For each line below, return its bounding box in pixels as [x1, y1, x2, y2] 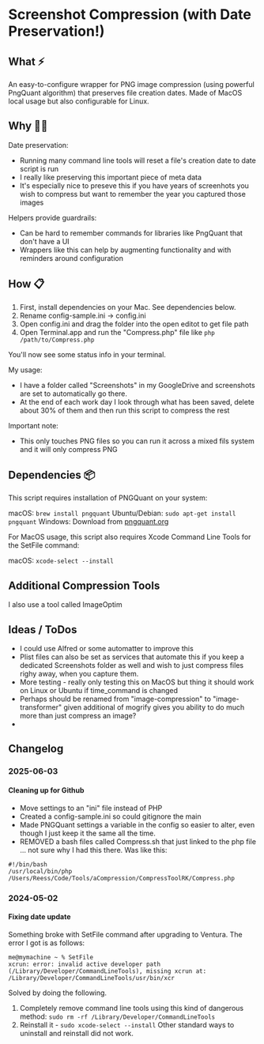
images [19, 198, 44, 207]
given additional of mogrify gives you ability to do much [62, 703, 245, 712]
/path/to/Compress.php [19, 336, 95, 344]
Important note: [8, 420, 59, 430]
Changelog [8, 742, 64, 756]
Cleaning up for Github [8, 785, 85, 795]
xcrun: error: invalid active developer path [8, 960, 160, 968]
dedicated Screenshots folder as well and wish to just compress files [19, 661, 243, 670]
